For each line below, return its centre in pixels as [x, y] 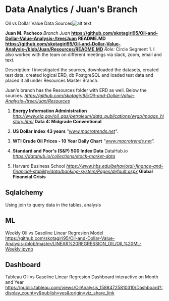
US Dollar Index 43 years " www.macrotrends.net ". [65, 131]
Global [146, 171]
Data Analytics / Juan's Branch [71, 9]
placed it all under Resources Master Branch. [52, 80]
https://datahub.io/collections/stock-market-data [64, 156]
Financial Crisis [29, 177]
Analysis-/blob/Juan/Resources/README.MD [54, 49]
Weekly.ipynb [19, 249]
